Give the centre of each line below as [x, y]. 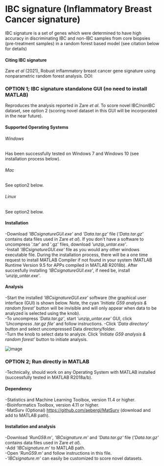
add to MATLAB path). [27, 415]
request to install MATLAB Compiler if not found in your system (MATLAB [79, 260]
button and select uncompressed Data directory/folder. [60, 329]
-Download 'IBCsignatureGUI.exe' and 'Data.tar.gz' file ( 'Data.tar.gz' [74, 233]
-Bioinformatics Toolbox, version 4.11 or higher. [52, 405]
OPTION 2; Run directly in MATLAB [47, 362]
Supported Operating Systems [37, 127]
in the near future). [24, 116]
